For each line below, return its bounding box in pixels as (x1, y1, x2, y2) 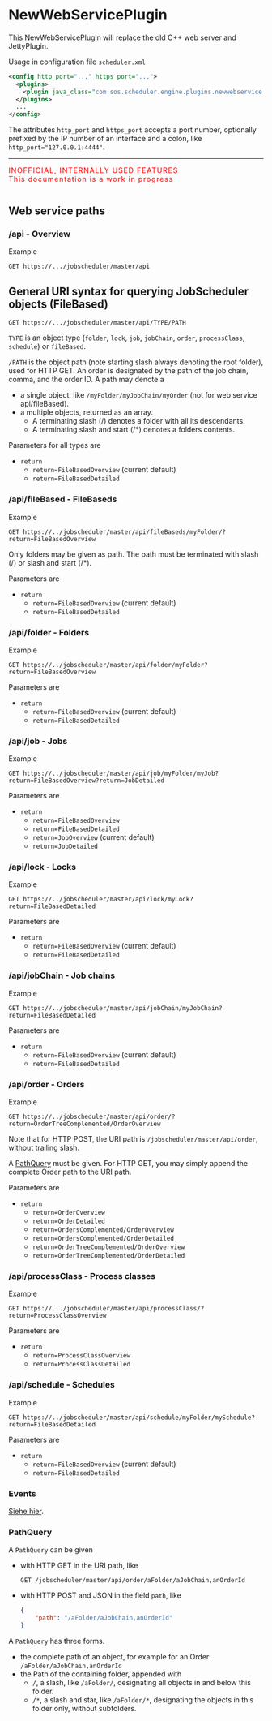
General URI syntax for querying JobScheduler (8, 284, 249, 298)
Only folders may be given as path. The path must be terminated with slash (8, 549, 259, 559)
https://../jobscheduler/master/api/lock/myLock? (23, 895, 194, 904)
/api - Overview (8, 229, 71, 240)
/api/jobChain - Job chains (8, 970, 116, 981)
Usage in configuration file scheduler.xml (8, 57, 146, 67)
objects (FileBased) (8, 297, 108, 311)
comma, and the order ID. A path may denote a (8, 375, 164, 385)
